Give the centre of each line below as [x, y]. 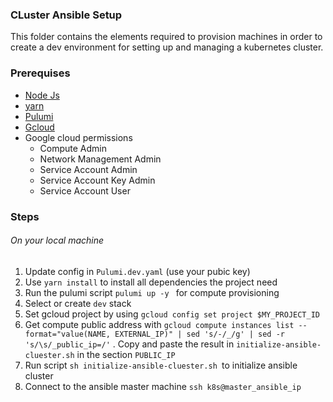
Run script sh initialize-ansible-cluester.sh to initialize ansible [161, 365]
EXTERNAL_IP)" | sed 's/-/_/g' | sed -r [200, 334]
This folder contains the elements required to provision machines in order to [166, 37]
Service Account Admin [88, 169]
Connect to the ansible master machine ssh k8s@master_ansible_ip [163, 386]
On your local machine [57, 240]
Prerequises [40, 73]
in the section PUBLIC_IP [126, 354]
